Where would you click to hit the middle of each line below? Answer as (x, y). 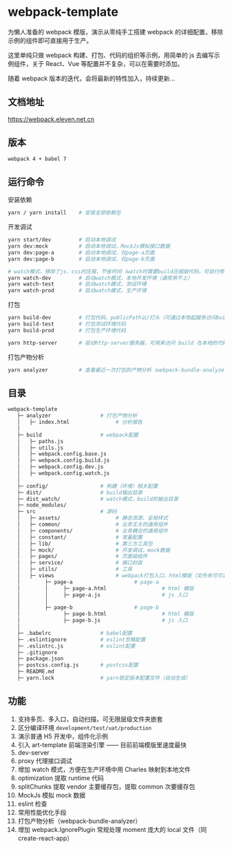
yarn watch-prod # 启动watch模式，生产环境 (77, 291)
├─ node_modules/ (42, 505)
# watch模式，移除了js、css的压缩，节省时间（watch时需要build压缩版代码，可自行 (114, 271)
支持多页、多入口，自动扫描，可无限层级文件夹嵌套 (90, 719)
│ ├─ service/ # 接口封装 (80, 563)
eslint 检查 (32, 804)
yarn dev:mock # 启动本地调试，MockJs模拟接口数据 (89, 246)
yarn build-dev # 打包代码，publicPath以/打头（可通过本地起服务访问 (112, 318)
